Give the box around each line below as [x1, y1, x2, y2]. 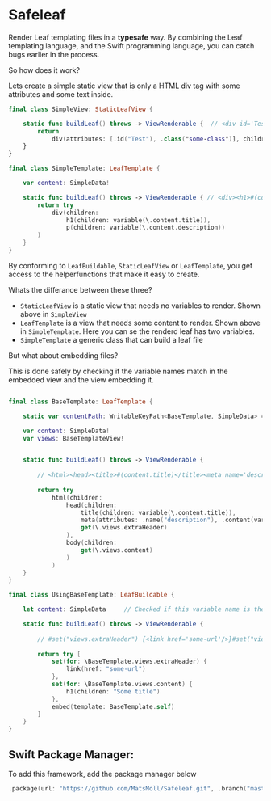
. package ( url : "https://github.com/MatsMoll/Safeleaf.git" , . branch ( [8, 785, 248, 793]
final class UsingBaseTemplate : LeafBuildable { [8, 591, 175, 599]
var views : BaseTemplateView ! [23, 434, 125, 442]
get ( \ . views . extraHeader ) [80, 524, 168, 532]
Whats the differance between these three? [8, 285, 152, 294]
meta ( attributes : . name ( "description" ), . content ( [80, 516, 254, 525]
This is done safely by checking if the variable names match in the [8, 366, 228, 376]
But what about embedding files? [8, 350, 119, 360]
